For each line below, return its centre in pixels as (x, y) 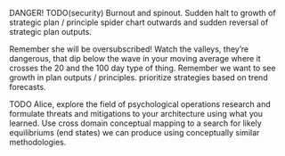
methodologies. (38, 142)
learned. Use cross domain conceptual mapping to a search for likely (136, 123)
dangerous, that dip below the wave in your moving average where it (135, 58)
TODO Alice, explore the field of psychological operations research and (140, 104)
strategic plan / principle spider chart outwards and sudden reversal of (139, 22)
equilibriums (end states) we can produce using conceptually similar (134, 132)
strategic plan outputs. (50, 32)
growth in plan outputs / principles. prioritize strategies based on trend (139, 78)
